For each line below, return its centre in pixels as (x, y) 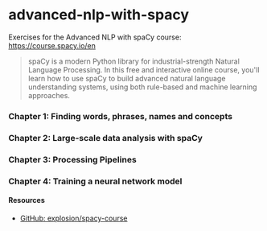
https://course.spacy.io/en (52, 45)
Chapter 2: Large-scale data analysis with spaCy (106, 138)
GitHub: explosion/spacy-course (74, 218)
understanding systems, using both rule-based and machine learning (142, 87)
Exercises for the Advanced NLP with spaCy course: (95, 37)
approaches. (49, 95)
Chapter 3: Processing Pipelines (72, 159)
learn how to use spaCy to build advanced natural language (127, 78)
